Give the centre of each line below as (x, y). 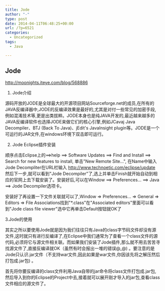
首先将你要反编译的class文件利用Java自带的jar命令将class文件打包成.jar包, (81, 271)
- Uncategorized (26, 38)
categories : (17, 33)
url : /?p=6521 (20, 28)
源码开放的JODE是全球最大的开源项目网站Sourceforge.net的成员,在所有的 (80, 103)
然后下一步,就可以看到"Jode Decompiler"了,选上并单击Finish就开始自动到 (79, 174)
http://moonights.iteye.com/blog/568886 (47, 83)
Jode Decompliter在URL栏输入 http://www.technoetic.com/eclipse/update (80, 167)
